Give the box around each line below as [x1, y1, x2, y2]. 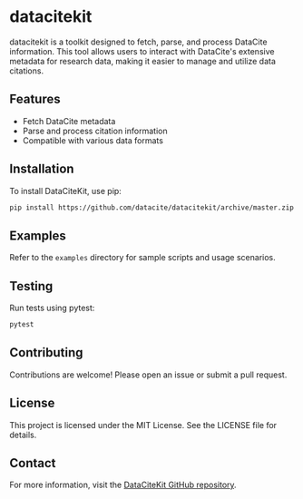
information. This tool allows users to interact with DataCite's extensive [9, 45, 275, 56]
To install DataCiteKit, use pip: [9, 185, 122, 196]
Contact [9, 455, 56, 471]
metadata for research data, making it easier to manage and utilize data [9, 55, 277, 66]
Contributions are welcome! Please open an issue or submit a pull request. [9, 369, 288, 380]
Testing [9, 279, 54, 294]
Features [9, 92, 61, 107]
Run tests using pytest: [9, 302, 95, 314]
